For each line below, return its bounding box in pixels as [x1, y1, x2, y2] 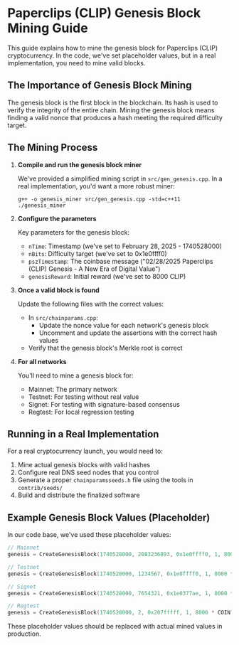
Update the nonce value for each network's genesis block [38, 321, 209, 329]
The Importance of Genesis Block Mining [7, 80, 192, 92]
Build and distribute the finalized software [17, 491, 140, 499]
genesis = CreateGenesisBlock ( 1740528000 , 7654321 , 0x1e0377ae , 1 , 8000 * [7, 590, 234, 597]
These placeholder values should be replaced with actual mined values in [7, 622, 223, 631]
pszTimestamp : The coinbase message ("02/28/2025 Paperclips [28, 257, 213, 265]
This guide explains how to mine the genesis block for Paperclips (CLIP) [7, 43, 218, 52]
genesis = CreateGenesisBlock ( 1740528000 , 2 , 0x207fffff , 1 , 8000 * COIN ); [7, 609, 237, 617]
